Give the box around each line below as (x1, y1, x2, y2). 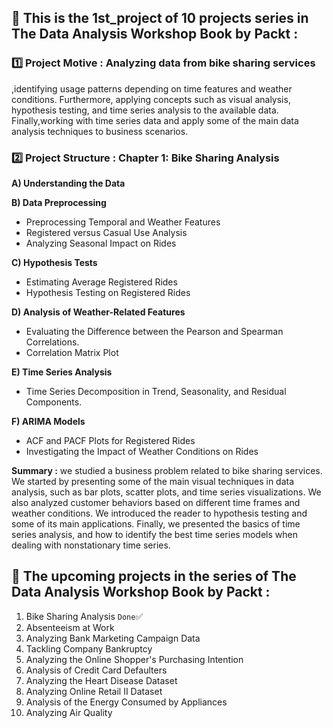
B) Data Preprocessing (11, 196, 107, 208)
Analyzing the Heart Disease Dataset (25, 674, 178, 686)
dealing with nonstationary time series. (11, 539, 171, 551)
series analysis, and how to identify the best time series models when (11, 528, 298, 540)
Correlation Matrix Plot (25, 346, 119, 358)
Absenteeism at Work (25, 621, 115, 633)
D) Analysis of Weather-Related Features (11, 306, 186, 318)
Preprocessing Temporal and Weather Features (25, 216, 221, 228)
